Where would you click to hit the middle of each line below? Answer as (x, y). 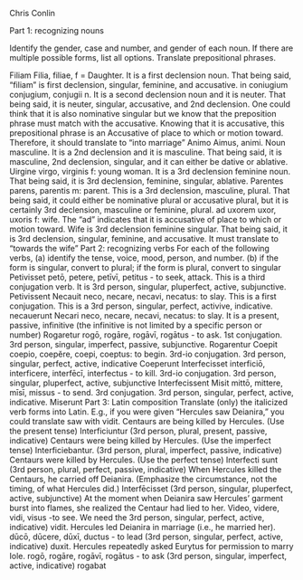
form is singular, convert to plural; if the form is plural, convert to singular (146, 267)
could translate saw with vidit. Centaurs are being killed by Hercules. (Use (147, 421)
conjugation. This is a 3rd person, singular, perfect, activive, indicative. (141, 306)
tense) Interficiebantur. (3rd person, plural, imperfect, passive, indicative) (146, 450)
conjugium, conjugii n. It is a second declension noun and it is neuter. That (148, 95)
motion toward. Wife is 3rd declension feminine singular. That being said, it (148, 229)
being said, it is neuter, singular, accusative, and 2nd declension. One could (150, 104)
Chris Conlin (33, 13)
